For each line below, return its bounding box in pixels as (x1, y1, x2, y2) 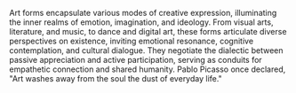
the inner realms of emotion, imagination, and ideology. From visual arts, (9, 17, 274, 27)
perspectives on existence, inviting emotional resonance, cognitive (9, 35, 254, 46)
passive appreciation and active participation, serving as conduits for (9, 55, 262, 65)
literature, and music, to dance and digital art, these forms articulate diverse (9, 27, 287, 36)
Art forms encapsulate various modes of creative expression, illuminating (9, 8, 277, 18)
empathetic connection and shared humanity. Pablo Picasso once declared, (9, 64, 286, 74)
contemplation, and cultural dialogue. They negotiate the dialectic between (9, 45, 284, 56)
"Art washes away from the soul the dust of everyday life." (9, 74, 222, 83)
